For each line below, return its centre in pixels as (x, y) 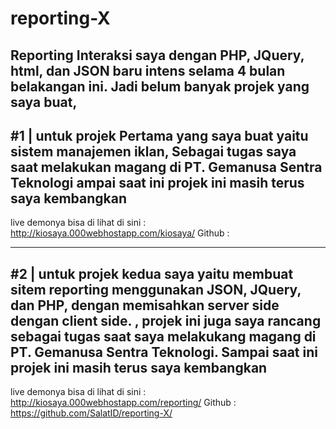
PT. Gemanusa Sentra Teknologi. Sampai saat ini (164, 352)
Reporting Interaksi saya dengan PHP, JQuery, (157, 55)
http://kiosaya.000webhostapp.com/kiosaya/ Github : (120, 233)
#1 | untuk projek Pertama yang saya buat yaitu (159, 135)
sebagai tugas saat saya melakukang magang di (163, 336)
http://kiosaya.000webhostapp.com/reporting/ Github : (123, 403)
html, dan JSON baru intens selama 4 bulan (148, 70)
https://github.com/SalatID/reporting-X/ (91, 413)
